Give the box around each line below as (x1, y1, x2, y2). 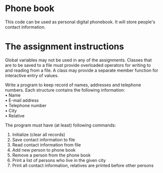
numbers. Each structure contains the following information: (5, 87, 126, 93)
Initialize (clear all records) (12, 131, 66, 137)
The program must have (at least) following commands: (5, 122, 116, 128)
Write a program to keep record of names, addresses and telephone (5, 82, 141, 88)
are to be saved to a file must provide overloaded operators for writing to (5, 62, 151, 68)
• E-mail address (5, 97, 39, 103)
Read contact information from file (12, 142, 81, 148)
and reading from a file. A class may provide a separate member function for (5, 67, 159, 73)
